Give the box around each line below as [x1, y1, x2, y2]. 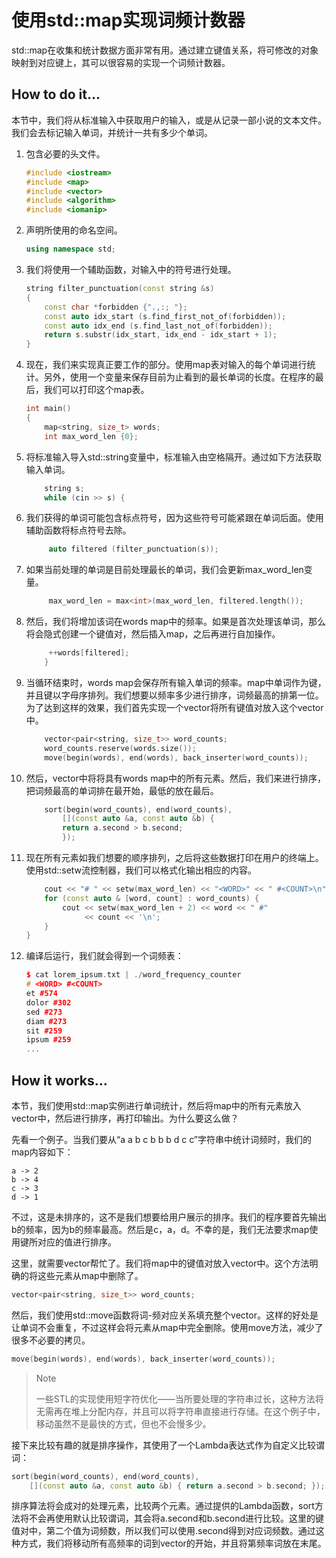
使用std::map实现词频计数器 [11, 9, 246, 32]
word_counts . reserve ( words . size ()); [44, 743, 197, 753]
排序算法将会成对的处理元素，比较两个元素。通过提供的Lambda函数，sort [11, 1500, 315, 1512]
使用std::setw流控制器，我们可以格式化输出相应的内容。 [25, 864, 258, 876]
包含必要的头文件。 [25, 147, 106, 160]
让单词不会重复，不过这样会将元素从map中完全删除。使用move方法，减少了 [11, 1321, 324, 1333]
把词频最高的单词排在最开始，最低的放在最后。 [25, 784, 219, 796]
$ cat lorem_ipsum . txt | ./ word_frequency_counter [25, 970, 242, 980]
